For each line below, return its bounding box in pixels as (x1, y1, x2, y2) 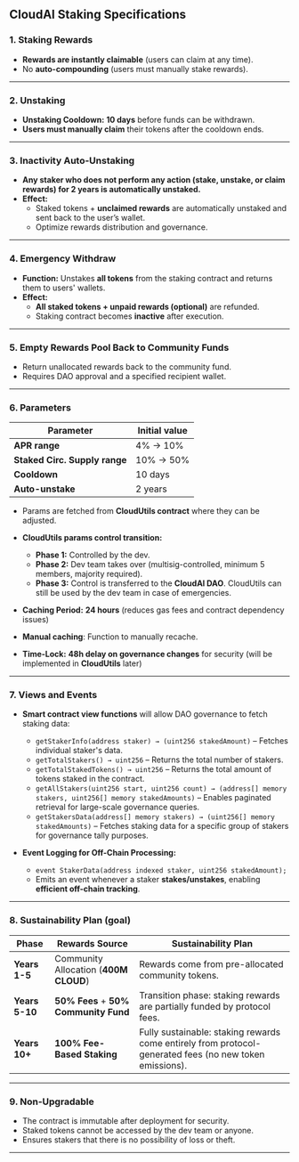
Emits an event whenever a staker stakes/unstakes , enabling (35, 874, 261, 885)
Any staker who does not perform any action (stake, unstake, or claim (21, 175, 286, 185)
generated (139, 1048, 182, 1060)
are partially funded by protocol (139, 1000, 271, 1012)
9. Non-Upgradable (9, 1095, 95, 1108)
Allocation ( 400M (54, 963, 128, 976)
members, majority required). (35, 569, 143, 580)
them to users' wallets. (21, 282, 106, 293)
